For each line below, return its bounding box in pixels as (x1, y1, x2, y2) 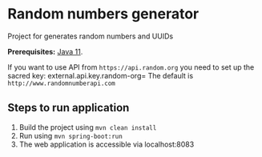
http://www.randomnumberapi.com (7, 79, 115, 87)
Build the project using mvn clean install (18, 122, 157, 132)
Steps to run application (7, 101, 130, 115)
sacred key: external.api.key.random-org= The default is (7, 70, 194, 80)
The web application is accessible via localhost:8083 (18, 139, 195, 149)
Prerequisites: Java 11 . (7, 46, 83, 56)
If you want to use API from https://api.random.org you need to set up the (7, 62, 255, 72)
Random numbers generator (7, 5, 200, 23)
